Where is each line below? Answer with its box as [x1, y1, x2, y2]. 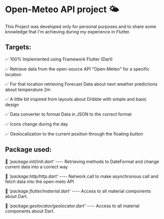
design [5, 101, 19, 107]
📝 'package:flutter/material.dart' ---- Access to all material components [5, 188, 151, 194]
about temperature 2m [5, 87, 51, 93]
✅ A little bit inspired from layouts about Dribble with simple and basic [5, 96, 147, 102]
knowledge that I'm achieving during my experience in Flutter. [5, 29, 131, 34]
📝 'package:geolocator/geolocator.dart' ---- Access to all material [5, 203, 139, 209]
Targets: [5, 43, 32, 52]
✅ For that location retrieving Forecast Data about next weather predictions [5, 81, 158, 87]
